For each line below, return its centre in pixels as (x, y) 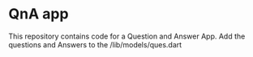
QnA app (39, 14)
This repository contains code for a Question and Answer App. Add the (127, 36)
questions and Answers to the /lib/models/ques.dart (95, 44)
